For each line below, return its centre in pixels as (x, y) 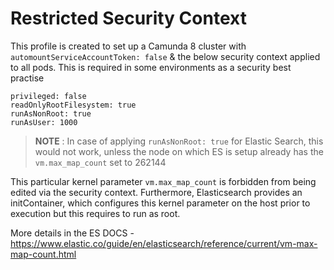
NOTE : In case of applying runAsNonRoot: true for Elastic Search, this (179, 141)
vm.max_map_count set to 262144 (100, 162)
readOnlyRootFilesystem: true (73, 105)
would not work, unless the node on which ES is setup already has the (179, 151)
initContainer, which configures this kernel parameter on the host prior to (160, 203)
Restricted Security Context (128, 18)
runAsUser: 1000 (44, 122)
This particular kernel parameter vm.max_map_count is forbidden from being (163, 181)
